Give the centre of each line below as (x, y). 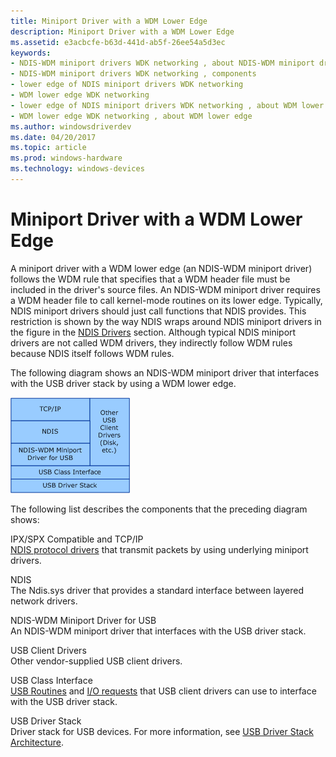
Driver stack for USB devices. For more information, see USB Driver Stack (162, 731)
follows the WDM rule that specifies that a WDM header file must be (150, 279)
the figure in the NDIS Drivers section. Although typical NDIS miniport (153, 332)
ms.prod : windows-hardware (66, 158)
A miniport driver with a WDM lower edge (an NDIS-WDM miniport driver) (161, 268)
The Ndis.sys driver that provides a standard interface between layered (157, 590)
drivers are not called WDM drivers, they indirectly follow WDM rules (151, 342)
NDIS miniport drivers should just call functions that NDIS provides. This (158, 311)
